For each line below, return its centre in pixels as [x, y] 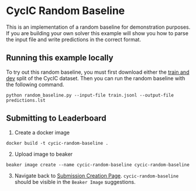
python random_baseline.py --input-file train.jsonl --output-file [90, 95]
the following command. [35, 84]
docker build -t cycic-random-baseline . [57, 143]
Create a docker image [42, 132]
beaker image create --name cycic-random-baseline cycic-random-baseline [98, 165]
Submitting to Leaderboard [56, 118]
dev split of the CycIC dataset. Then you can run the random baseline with [96, 78]
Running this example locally [60, 58]
